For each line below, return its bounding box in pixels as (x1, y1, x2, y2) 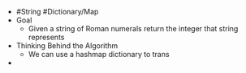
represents (28, 32, 65, 42)
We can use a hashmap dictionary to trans (28, 50, 170, 59)
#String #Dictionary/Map (15, 7, 99, 16)
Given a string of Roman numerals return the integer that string (28, 24, 239, 33)
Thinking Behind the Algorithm (15, 41, 119, 51)
